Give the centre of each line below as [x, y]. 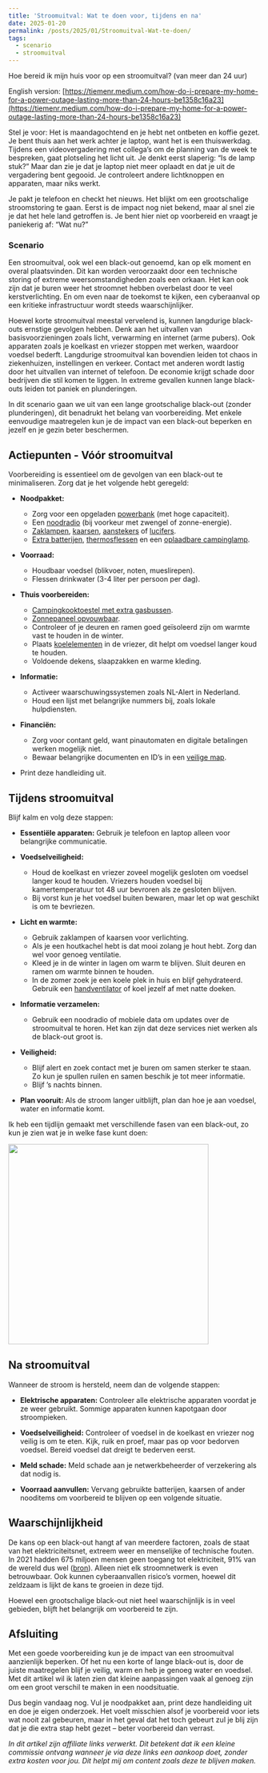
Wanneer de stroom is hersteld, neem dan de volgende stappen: [114, 1384]
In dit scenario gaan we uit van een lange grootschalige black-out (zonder [130, 405]
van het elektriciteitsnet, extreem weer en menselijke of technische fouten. [131, 1550]
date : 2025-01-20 [37, 23]
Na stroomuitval [49, 1366]
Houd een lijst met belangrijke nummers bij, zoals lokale [124, 701]
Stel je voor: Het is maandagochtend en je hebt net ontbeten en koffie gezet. [134, 132]
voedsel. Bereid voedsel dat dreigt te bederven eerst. [108, 1449]
